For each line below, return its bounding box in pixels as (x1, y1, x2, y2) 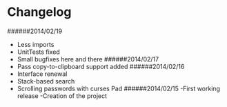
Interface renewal (17, 70, 68, 78)
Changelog (7, 4, 72, 20)
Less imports (17, 40, 55, 48)
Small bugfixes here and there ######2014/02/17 (17, 55, 159, 63)
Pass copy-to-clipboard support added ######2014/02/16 (17, 62, 185, 70)
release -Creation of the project (17, 91, 108, 100)
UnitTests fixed (17, 48, 60, 56)
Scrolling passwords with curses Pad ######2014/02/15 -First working (17, 84, 221, 93)
